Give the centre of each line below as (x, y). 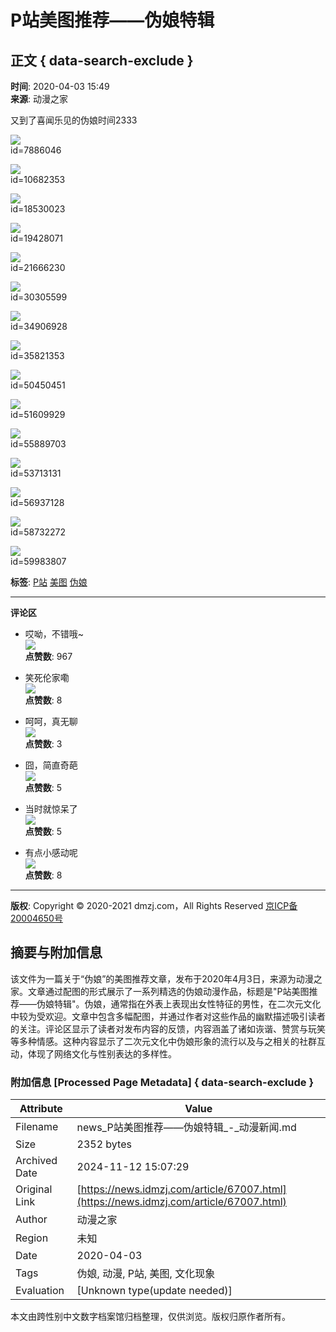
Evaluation (40, 1291)
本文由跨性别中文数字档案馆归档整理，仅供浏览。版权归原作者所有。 (150, 1317)
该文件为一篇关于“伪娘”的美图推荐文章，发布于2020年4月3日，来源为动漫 (162, 978)
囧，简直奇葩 (51, 765)
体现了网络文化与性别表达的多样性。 (102, 1053)
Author (31, 1219)
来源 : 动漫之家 (39, 99)
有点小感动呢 (51, 852)
